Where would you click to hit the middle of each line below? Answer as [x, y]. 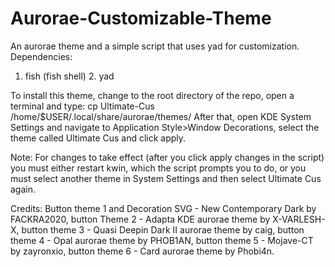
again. [23, 189]
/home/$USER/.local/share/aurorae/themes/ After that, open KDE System [161, 116]
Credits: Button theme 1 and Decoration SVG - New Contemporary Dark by [163, 208]
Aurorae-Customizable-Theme [141, 18]
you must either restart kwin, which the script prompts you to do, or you [158, 168]
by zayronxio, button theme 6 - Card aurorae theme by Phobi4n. [142, 251]
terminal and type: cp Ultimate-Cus [82, 106]
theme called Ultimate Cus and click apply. [98, 138]
